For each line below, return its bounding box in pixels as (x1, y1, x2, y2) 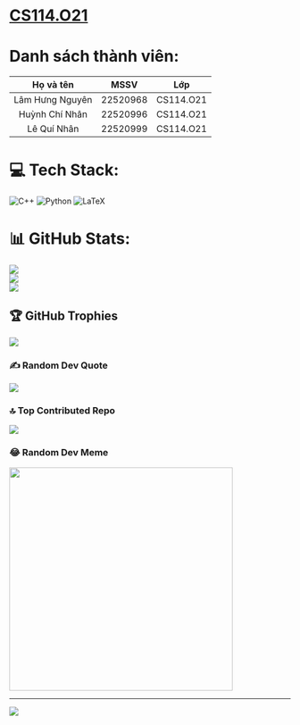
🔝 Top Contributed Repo (9, 404, 116, 417)
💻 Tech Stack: (9, 160, 120, 180)
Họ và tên (32, 79, 74, 91)
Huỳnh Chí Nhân (18, 108, 87, 121)
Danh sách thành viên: (9, 46, 179, 67)
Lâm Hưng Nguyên (13, 94, 93, 106)
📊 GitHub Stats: (9, 229, 131, 249)
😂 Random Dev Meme (9, 446, 109, 459)
